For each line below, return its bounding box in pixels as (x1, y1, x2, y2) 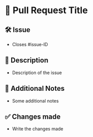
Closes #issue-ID (12, 42, 49, 47)
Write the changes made (12, 126, 64, 132)
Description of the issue (12, 70, 62, 76)
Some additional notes (12, 97, 59, 104)
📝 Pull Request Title (5, 5, 88, 16)
